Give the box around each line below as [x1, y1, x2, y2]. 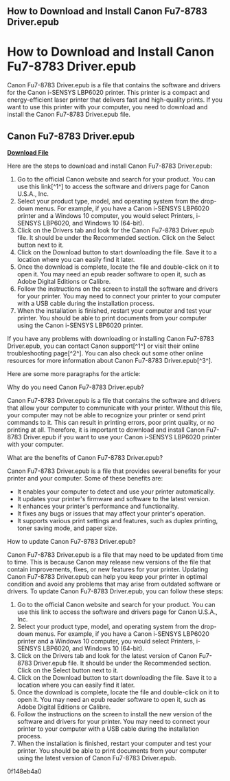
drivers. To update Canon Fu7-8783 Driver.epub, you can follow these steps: [7, 587, 224, 595]
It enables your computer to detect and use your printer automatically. [16, 487, 215, 496]
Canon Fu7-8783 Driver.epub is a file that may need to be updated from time [7, 551, 224, 559]
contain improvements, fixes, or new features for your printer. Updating [7, 565, 209, 573]
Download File [7, 148, 49, 157]
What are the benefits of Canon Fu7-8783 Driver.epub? [7, 454, 163, 462]
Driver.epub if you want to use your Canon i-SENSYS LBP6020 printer [23, 433, 221, 441]
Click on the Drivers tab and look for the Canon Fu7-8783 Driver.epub [16, 226, 214, 234]
